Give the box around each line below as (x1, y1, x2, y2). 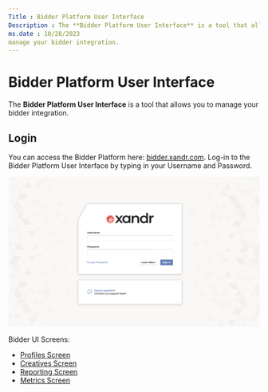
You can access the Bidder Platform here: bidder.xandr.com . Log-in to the (8, 152, 250, 162)
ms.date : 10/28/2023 (8, 29, 81, 37)
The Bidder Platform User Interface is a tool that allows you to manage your (8, 100, 259, 109)
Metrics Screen (19, 375, 70, 385)
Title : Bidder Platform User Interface (8, 13, 145, 21)
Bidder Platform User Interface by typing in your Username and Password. (8, 161, 253, 171)
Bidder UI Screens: (8, 335, 70, 344)
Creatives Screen (19, 359, 77, 368)
